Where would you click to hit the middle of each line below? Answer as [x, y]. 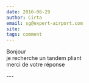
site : [13, 29]
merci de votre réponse [36, 65]
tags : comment [24, 35]
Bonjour [16, 51]
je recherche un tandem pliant [44, 58]
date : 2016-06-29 [28, 12]
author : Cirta [24, 18]
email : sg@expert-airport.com [45, 23]
